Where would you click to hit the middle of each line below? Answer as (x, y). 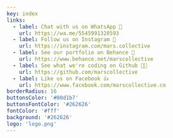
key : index (22, 14)
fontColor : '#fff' (33, 111)
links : (16, 20)
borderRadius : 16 (32, 91)
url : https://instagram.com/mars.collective (85, 46)
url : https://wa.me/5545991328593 (69, 33)
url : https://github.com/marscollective (78, 72)
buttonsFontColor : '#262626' (49, 105)
